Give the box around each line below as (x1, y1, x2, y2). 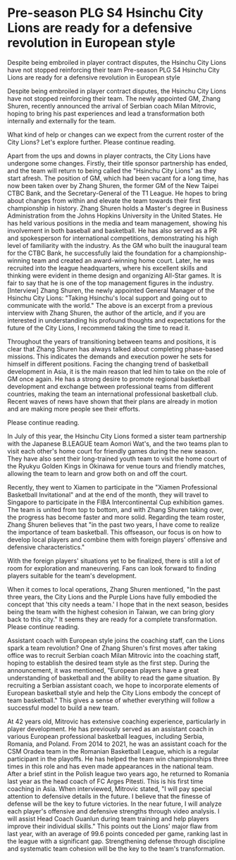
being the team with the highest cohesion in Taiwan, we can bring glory (7, 607, 215, 616)
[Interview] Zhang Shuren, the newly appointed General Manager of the (7, 286, 215, 294)
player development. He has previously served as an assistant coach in (7, 724, 214, 733)
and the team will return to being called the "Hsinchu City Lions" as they (7, 166, 217, 175)
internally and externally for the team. (7, 116, 116, 125)
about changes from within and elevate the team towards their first (7, 196, 201, 205)
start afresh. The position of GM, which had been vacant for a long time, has (7, 174, 229, 182)
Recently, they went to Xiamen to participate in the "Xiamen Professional (7, 482, 218, 491)
